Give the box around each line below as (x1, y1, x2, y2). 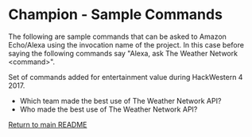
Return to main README (8, 120, 87, 129)
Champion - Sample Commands (8, 6, 223, 24)
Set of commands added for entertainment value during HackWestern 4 (8, 72, 243, 82)
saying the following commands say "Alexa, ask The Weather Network (8, 48, 238, 58)
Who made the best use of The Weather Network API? (19, 105, 198, 114)
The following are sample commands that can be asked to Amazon (8, 32, 227, 41)
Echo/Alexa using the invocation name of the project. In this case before (8, 40, 245, 49)
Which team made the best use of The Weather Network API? (19, 96, 222, 105)
